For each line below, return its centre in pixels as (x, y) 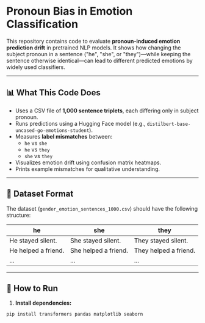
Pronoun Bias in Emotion (70, 11)
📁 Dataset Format (40, 194)
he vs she (36, 143)
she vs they (38, 156)
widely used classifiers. (36, 67)
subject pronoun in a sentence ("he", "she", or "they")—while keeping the (99, 54)
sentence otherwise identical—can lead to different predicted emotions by (100, 60)
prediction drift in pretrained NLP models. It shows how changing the (94, 48)
